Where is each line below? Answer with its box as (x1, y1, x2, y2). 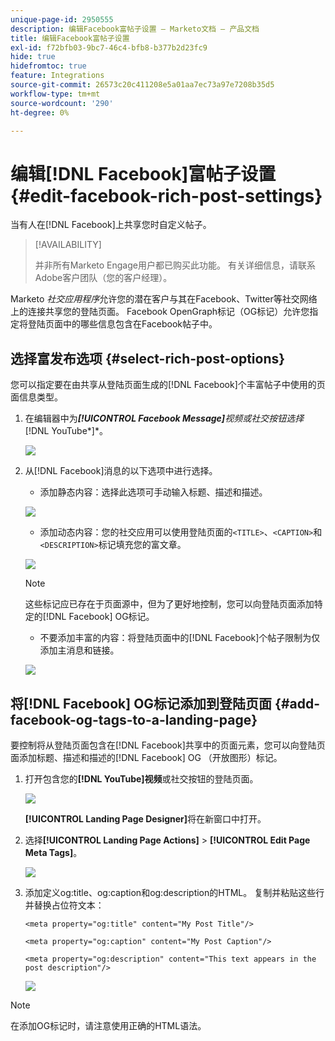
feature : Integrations (10, 71, 105, 81)
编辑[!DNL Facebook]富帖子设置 (10, 162, 277, 185)
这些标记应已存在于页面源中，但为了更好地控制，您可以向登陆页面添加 (24, 598, 315, 610)
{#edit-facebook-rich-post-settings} (10, 184, 323, 207)
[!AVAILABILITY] (34, 239, 102, 251)
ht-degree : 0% (10, 107, 70, 118)
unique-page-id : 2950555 (10, 14, 114, 25)
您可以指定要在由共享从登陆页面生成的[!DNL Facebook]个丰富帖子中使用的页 (10, 379, 326, 391)
